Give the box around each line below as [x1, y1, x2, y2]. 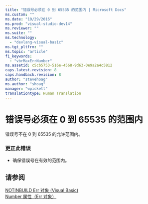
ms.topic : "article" [5, 49, 48, 54]
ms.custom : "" [5, 12, 35, 17]
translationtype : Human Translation [5, 91, 81, 96]
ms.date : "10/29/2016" [5, 16, 52, 21]
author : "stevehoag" [5, 77, 48, 82]
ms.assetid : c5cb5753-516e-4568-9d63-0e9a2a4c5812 [5, 63, 113, 68]
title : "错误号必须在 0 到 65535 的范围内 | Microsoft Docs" [5, 7, 127, 12]
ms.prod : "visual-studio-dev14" [5, 21, 72, 26]
